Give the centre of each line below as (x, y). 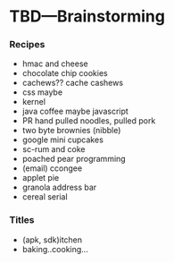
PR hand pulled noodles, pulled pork (89, 121)
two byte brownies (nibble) (71, 131)
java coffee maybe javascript (75, 111)
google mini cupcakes (63, 140)
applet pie (41, 178)
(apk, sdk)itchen (52, 240)
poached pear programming (74, 159)
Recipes (27, 45)
